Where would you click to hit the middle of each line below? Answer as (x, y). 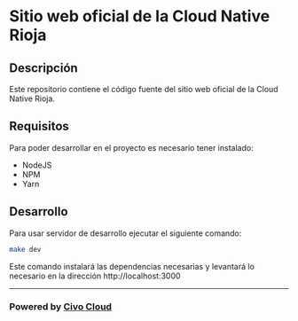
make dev (25, 249)
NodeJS (37, 165)
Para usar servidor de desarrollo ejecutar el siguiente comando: (125, 233)
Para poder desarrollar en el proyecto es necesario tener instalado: (132, 147)
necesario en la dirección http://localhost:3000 (95, 276)
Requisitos (39, 126)
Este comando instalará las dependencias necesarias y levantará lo (132, 266)
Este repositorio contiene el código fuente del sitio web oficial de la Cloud (144, 89)
